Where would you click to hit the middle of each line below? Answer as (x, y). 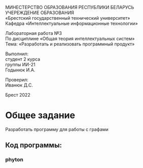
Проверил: (17, 80)
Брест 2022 (18, 95)
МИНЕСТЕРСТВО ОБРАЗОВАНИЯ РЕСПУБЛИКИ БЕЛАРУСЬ (70, 7)
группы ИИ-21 (20, 65)
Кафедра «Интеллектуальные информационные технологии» (71, 23)
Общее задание (40, 115)
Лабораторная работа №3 (34, 33)
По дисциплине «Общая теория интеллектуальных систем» (70, 38)
